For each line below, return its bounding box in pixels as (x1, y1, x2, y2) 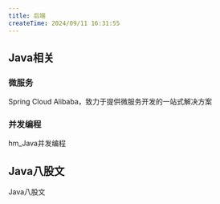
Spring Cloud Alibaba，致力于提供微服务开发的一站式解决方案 (8, 97, 213, 107)
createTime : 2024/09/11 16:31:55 (8, 19, 120, 27)
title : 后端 (8, 11, 46, 20)
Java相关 (8, 51, 55, 64)
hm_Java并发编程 (8, 138, 67, 149)
